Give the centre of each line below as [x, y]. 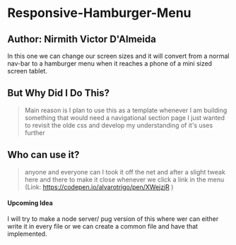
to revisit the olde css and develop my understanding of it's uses [119, 125]
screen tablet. [28, 71]
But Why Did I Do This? [58, 93]
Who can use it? [43, 155]
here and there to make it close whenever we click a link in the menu [124, 179]
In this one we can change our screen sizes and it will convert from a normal [118, 56]
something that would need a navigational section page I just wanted [124, 117]
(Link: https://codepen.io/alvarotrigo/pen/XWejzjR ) [99, 187]
